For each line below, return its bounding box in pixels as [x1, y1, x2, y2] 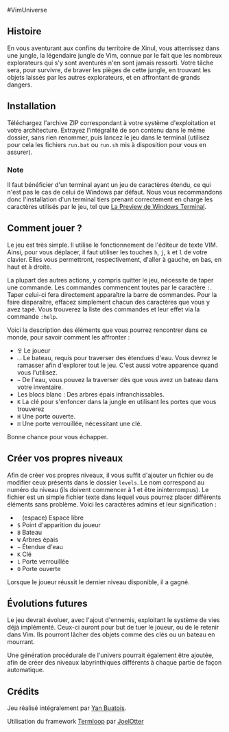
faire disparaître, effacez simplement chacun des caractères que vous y [7, 298, 210, 306]
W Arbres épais [16, 535, 58, 544]
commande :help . [7, 312, 58, 320]
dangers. [7, 80, 33, 89]
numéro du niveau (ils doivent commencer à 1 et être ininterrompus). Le [7, 485, 209, 493]
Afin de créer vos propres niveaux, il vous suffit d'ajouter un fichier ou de [7, 471, 214, 479]
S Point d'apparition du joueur [16, 520, 101, 529]
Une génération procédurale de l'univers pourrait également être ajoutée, [7, 651, 214, 659]
